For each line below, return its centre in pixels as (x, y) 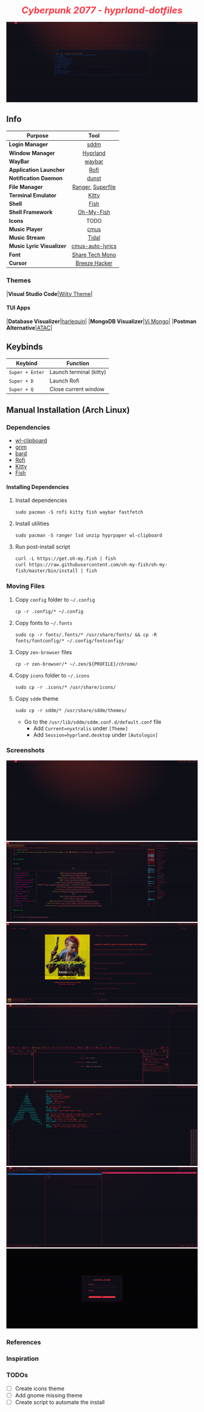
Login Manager (29, 144)
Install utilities (32, 524)
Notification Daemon (36, 178)
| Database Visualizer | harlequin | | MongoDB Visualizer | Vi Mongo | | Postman (101, 321)
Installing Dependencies (38, 487)
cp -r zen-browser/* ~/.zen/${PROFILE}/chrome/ (76, 664)
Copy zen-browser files (43, 652)
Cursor (18, 263)
